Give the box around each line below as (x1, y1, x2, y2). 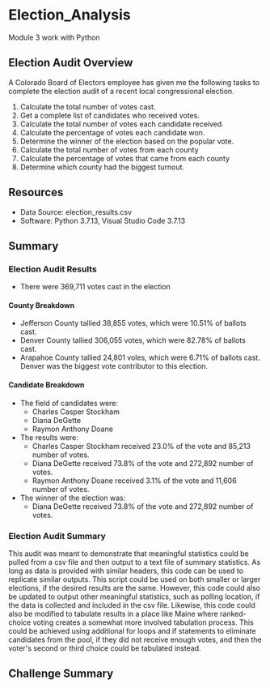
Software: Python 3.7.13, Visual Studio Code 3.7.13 (19, 216, 186, 225)
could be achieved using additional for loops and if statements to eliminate (8, 626, 256, 635)
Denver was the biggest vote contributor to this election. (19, 361, 209, 371)
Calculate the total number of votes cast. (19, 101, 156, 111)
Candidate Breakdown (8, 380, 85, 390)
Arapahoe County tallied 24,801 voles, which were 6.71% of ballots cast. (19, 353, 260, 362)
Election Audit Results (8, 263, 97, 275)
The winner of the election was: (19, 493, 126, 502)
